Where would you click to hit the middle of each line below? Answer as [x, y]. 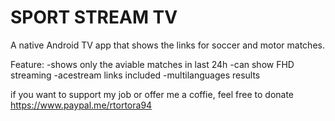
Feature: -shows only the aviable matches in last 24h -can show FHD [152, 64]
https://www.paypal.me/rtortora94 [81, 105]
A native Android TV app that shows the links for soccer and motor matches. [167, 45]
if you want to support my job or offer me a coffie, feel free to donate [152, 94]
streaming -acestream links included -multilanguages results [135, 75]
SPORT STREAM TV [94, 17]
